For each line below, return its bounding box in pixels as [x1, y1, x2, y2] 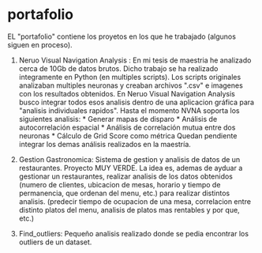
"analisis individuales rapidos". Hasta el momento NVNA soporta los [18, 105, 240, 115]
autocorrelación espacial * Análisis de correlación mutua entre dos [18, 123, 236, 132]
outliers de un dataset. [18, 237, 92, 247]
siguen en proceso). [7, 40, 73, 49]
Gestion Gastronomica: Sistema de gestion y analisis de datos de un [18, 154, 241, 164]
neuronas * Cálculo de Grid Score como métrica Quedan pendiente [18, 130, 238, 140]
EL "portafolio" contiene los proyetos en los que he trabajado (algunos [7, 32, 236, 41]
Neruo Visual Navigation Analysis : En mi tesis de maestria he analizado [18, 55, 252, 65]
